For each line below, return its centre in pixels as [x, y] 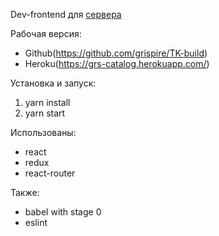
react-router [50, 173]
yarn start [45, 113]
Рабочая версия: [46, 33]
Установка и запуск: [53, 83]
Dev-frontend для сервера [66, 14]
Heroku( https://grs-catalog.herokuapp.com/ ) [117, 63]
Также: [25, 192]
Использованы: [43, 132]
